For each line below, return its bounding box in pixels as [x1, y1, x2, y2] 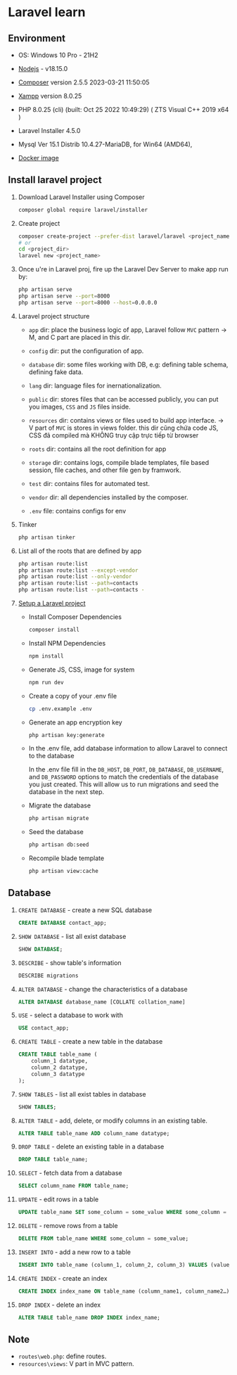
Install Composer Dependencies [28, 613, 122, 621]
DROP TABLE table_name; [18, 1156, 89, 1163]
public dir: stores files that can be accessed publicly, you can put [28, 395, 219, 403]
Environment [8, 32, 66, 44]
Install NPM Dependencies [28, 639, 106, 647]
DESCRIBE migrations [18, 972, 79, 979]
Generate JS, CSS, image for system [28, 665, 135, 674]
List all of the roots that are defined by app [18, 546, 142, 555]
